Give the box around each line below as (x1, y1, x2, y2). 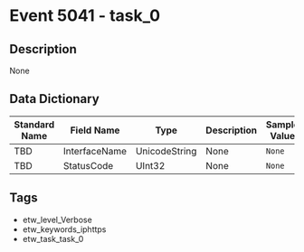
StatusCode (62, 159, 114, 172)
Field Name (70, 124, 120, 136)
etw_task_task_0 (22, 233, 84, 244)
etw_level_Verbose (22, 214, 92, 225)
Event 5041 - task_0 (9, 5, 161, 26)
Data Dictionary (9, 91, 100, 107)
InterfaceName (62, 145, 128, 157)
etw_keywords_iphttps (22, 223, 107, 235)
